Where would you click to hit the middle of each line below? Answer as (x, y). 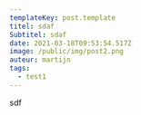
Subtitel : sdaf (38, 34)
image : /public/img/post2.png (67, 52)
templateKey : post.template (63, 18)
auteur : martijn (40, 60)
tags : (20, 69)
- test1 (32, 77)
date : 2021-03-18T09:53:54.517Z (70, 43)
